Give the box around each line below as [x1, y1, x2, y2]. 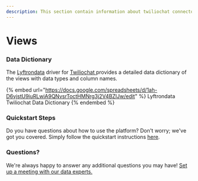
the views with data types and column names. [6, 75, 118, 82]
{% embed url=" [6, 86, 46, 93]
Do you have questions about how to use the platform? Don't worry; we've [6, 127, 187, 134]
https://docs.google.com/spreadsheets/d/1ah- [45, 86, 157, 93]
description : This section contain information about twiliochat [6, 8, 170, 15]
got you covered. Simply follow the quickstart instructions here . [6, 134, 160, 141]
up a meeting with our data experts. [6, 168, 93, 175]
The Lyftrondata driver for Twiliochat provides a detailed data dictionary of [6, 69, 187, 76]
